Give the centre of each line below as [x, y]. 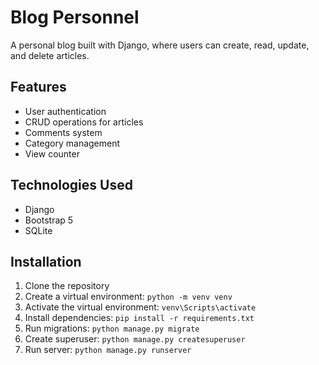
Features [38, 87]
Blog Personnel [75, 17]
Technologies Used [71, 185]
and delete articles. [50, 55]
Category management [72, 143]
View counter [52, 153]
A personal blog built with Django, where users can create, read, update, [160, 45]
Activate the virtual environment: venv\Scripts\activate [140, 307]
